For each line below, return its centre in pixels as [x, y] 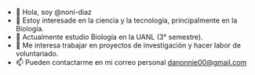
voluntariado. [37, 54]
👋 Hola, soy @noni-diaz [54, 12]
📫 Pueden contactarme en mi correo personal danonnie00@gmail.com [131, 62]
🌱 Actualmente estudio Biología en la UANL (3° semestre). [109, 37]
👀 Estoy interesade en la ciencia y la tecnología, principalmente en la [126, 20]
